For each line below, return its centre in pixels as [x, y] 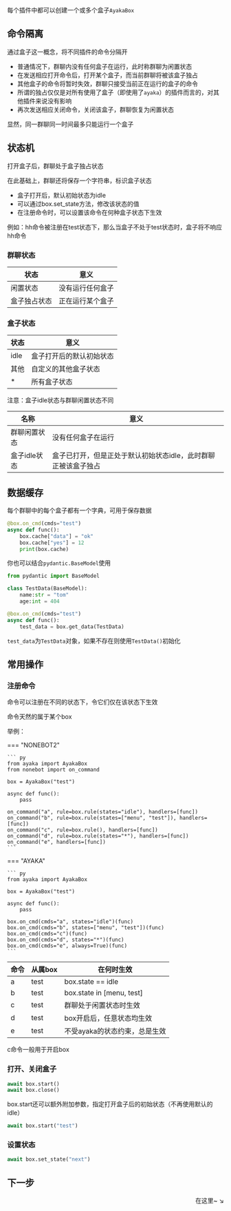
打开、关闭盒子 [32, 1069]
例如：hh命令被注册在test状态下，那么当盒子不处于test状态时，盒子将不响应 [114, 227]
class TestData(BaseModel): [47, 589]
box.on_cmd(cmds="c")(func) [47, 934]
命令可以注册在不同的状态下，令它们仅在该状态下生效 [82, 702]
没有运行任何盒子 [87, 288]
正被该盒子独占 [76, 466]
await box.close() [33, 1090]
